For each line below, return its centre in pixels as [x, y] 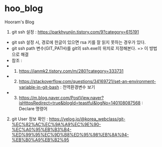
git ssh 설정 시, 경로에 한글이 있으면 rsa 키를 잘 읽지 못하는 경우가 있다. [79, 42]
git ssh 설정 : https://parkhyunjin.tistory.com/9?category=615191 [75, 32]
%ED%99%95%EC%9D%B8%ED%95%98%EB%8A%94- [70, 134]
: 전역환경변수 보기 [78, 87]
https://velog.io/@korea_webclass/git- [87, 119]
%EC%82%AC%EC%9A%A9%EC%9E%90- [56, 124]
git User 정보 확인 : [30, 119]
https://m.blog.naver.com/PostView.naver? [61, 98]
